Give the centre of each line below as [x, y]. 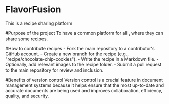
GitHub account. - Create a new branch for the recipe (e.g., [67, 54]
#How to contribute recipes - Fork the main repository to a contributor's [80, 48]
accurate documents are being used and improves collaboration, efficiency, [84, 90]
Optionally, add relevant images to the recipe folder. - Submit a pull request [83, 64]
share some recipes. [27, 39]
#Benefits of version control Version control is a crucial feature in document [84, 80]
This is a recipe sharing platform [39, 23]
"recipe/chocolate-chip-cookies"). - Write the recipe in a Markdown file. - [82, 59]
